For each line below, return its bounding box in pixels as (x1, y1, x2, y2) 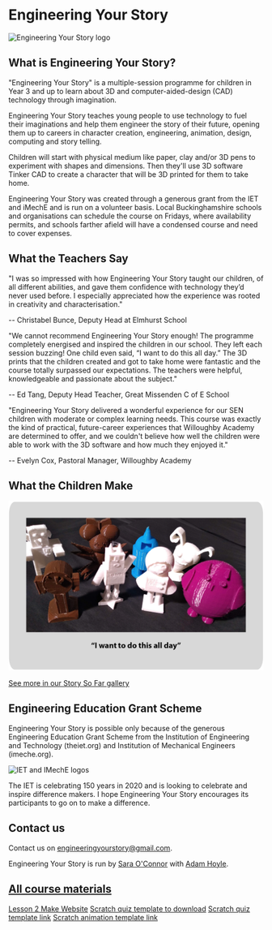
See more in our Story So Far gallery (8, 678, 130, 688)
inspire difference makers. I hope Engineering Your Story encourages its (8, 789, 249, 799)
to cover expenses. (8, 228, 73, 238)
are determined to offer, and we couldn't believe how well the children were (8, 431, 261, 441)
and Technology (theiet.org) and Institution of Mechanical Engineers (8, 740, 236, 750)
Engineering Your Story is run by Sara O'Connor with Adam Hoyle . (8, 859, 229, 868)
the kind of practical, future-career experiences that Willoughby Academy (8, 422, 255, 432)
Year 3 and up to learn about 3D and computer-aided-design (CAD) (8, 86, 233, 96)
